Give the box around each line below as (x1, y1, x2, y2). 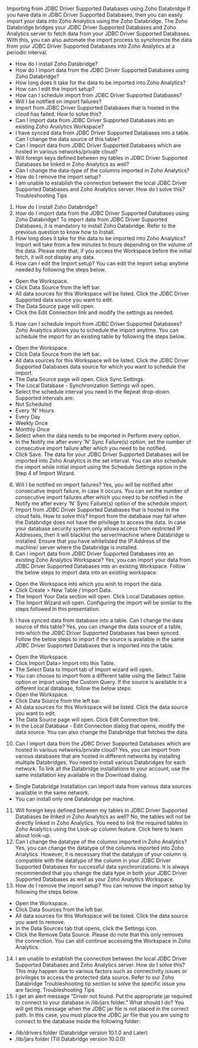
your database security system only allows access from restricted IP (15, 525, 181, 532)
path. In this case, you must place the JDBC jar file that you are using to (15, 1011, 189, 1018)
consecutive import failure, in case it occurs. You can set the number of (15, 487, 189, 494)
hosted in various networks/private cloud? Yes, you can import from (15, 746, 180, 753)
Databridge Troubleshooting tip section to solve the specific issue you (15, 980, 186, 987)
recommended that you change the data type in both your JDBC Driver (15, 870, 187, 876)
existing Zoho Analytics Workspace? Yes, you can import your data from (15, 556, 191, 563)
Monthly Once (15, 426, 50, 433)
